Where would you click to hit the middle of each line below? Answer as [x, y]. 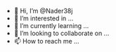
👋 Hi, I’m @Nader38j [43, 11]
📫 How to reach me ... [46, 41]
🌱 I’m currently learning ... [51, 26]
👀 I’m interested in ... [44, 18]
